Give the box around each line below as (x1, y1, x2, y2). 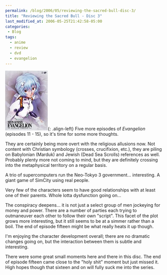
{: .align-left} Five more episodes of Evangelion (47, 126, 146, 132)
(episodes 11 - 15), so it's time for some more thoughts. (5, 131, 119, 137)
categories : (5, 24, 30, 29)
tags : (5, 35, 17, 40)
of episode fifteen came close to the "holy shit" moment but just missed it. (5, 259, 159, 265)
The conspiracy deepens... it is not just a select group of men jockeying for (5, 202, 160, 208)
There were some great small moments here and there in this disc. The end (5, 253, 161, 259)
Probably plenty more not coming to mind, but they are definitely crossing (5, 156, 158, 163)
